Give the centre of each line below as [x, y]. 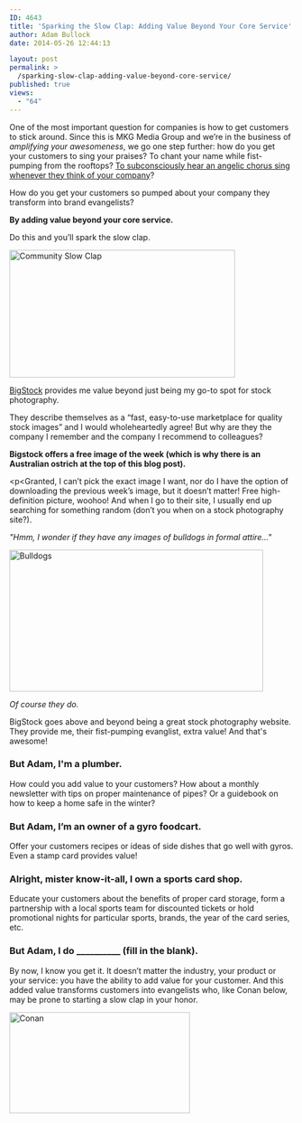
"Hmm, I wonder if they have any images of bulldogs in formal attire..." [141, 537]
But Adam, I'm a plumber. [66, 764]
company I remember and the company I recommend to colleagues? [136, 436]
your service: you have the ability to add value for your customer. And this [146, 980]
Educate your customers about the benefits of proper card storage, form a [147, 899]
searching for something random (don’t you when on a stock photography [146, 510]
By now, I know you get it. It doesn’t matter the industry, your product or [143, 970]
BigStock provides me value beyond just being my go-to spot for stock [141, 390]
